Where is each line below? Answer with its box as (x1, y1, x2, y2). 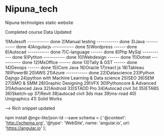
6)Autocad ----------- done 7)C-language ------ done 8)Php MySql (5, 49, 141, 55)
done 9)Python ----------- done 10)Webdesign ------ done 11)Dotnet (12, 54, 151, 60)
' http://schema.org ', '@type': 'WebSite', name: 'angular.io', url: (5, 120, 130, 126)
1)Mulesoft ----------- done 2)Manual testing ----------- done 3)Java (5, 38, 145, 45)
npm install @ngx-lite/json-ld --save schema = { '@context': (5, 114, 126, 120)
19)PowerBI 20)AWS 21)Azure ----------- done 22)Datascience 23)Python (5, 69, 155, 75)
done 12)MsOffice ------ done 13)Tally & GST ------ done (22, 59, 138, 65)
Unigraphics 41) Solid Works (5, 95, 62, 101)
